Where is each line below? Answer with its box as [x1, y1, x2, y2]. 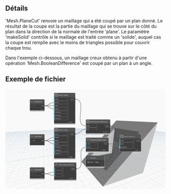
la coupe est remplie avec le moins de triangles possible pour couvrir [5, 39, 150, 45]
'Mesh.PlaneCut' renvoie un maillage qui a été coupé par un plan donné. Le [5, 17, 163, 23]
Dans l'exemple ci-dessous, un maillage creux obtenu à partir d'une [5, 55, 147, 61]
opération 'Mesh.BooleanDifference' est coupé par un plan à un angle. [5, 60, 153, 66]
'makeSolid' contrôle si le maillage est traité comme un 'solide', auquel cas [5, 34, 161, 40]
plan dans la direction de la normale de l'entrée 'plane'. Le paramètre [5, 28, 150, 35]
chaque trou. [5, 44, 32, 51]
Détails [5, 4, 28, 13]
